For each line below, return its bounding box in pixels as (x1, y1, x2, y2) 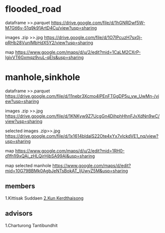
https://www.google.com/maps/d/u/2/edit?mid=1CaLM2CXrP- (15, 49, 141, 55)
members (5, 182, 35, 190)
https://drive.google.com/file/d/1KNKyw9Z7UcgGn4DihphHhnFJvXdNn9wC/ (5, 113, 160, 119)
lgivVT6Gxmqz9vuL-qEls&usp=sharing (5, 54, 84, 60)
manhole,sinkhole (5, 72, 80, 83)
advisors (5, 209, 33, 218)
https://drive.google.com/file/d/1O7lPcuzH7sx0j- (44, 34, 143, 40)
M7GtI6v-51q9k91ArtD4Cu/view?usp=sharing (5, 25, 97, 30)
